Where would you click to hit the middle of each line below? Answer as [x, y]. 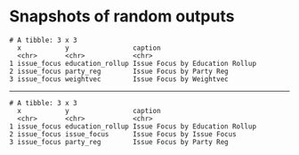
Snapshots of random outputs [122, 16]
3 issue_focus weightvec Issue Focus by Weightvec [119, 79]
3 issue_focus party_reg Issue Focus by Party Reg [119, 142]
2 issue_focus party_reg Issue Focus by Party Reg [119, 71]
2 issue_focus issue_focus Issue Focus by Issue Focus [123, 134]
